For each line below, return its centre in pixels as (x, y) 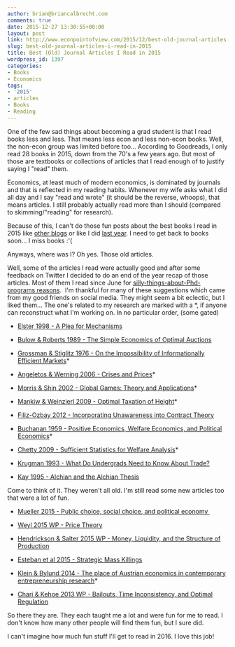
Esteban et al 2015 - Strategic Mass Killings (80, 559)
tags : (15, 86)
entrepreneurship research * (57, 580)
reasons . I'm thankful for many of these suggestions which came (131, 290)
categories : (24, 66)
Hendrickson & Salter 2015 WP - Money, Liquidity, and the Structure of (119, 538)
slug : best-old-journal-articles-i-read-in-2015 (79, 46)
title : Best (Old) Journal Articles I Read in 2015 (84, 53)
